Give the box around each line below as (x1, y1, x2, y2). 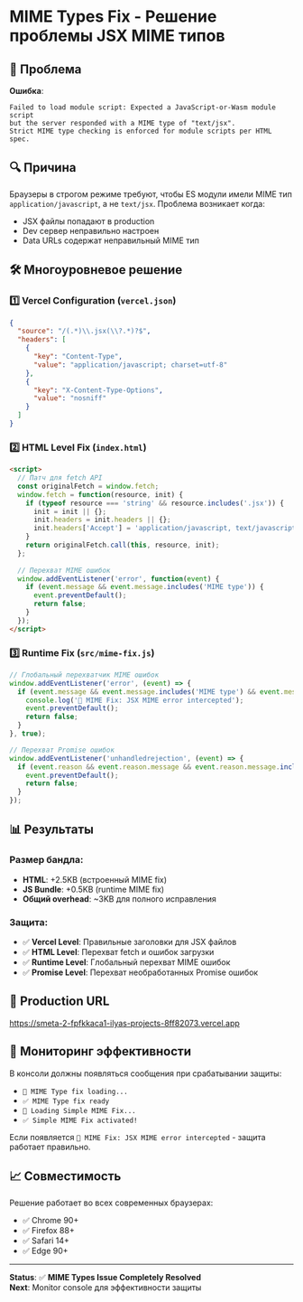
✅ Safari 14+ (22, 1235, 69, 1246)
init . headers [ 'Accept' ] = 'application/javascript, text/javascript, (32, 524, 300, 533)
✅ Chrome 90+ (22, 1214, 79, 1225)
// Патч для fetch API (17, 473, 103, 482)
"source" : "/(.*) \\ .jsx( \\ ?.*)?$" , (17, 327, 151, 336)
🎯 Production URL (9, 994, 110, 1009)
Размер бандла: (9, 854, 84, 866)
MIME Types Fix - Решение (9, 6, 217, 27)
